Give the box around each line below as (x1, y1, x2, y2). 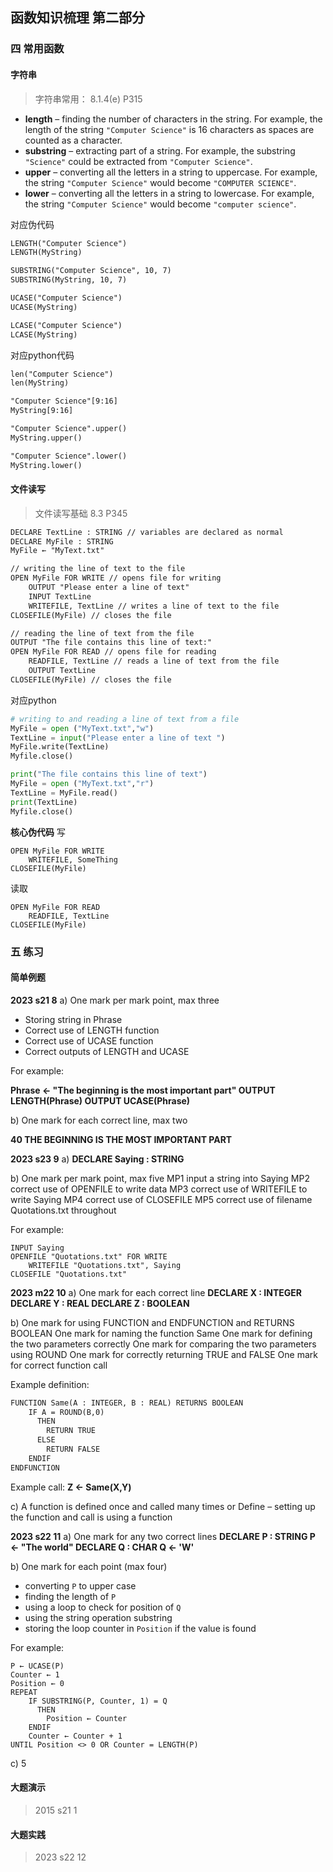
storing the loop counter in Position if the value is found (24, 1622, 257, 1634)
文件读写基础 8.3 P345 (34, 507, 128, 519)
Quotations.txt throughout (10, 1204, 117, 1216)
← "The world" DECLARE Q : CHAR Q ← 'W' (10, 1541, 195, 1553)
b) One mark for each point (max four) (10, 1560, 168, 1572)
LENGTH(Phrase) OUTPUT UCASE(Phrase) (10, 1094, 191, 1107)
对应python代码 (10, 349, 75, 361)
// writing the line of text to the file (10, 564, 186, 574)
